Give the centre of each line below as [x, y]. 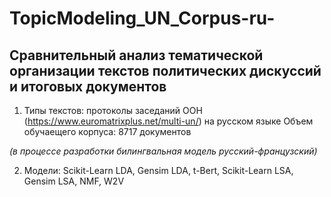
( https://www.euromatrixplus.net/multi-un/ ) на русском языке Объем [168, 121]
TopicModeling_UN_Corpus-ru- [142, 18]
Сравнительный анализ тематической [136, 55]
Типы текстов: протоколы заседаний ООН [113, 110]
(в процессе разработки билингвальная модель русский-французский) [163, 151]
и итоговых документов [88, 86]
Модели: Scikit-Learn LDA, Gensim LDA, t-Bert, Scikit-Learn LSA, [158, 170]
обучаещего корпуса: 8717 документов [107, 131]
